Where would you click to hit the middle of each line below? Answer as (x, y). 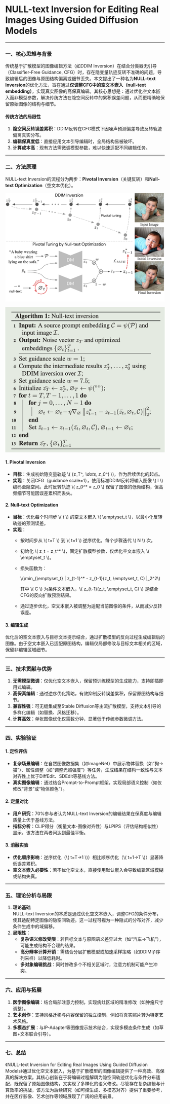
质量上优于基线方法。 (35, 820)
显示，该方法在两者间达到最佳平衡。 (50, 832)
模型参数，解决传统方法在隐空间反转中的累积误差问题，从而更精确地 (89, 98)
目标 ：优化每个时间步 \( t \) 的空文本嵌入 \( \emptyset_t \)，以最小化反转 (88, 517)
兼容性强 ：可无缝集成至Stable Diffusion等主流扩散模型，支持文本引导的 (87, 706)
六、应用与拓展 (24, 990)
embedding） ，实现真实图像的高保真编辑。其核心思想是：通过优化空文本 (81, 91)
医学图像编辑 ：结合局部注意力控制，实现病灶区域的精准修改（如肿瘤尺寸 (88, 1002)
